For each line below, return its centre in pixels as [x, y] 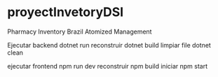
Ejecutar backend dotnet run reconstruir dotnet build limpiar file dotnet [109, 45]
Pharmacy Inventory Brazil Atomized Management [80, 31]
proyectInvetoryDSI [66, 12]
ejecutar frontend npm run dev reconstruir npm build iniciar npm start [108, 66]
